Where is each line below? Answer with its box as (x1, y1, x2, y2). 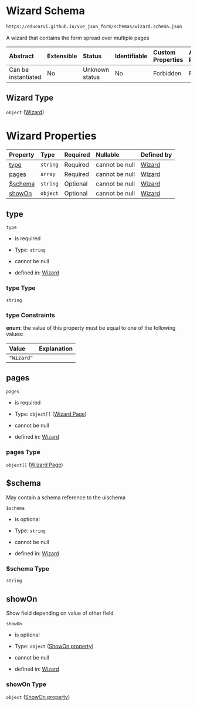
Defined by (140, 150, 172, 158)
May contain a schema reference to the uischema (6, 493, 126, 501)
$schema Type (6, 564, 50, 572)
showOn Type (6, 680, 47, 688)
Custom (153, 48, 176, 57)
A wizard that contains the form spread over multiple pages (6, 34, 150, 41)
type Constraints (6, 311, 56, 319)
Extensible (46, 52, 77, 60)
